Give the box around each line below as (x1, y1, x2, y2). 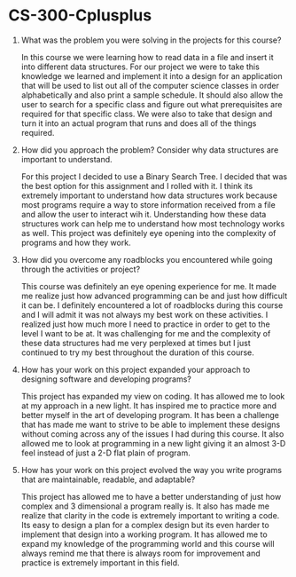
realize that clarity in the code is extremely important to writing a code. (20, 510, 280, 520)
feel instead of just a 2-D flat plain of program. (20, 447, 191, 458)
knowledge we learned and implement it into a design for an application (20, 70, 283, 81)
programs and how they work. (20, 237, 131, 248)
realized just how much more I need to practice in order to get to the (20, 319, 271, 329)
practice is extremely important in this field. (20, 557, 180, 568)
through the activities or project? (20, 264, 141, 274)
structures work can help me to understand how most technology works (20, 218, 285, 229)
